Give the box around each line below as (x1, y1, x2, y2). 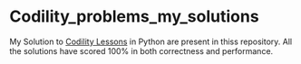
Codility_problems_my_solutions (9, 6, 260, 27)
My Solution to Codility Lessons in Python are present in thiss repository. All (9, 36, 293, 47)
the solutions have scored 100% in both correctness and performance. (9, 45, 274, 56)
